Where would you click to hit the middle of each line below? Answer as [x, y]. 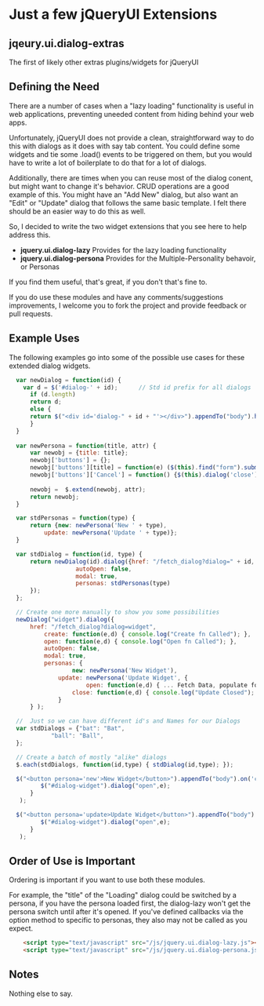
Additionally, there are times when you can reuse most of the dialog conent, [131, 177]
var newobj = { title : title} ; [79, 453]
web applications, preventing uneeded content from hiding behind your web [131, 114]
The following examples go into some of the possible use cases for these [127, 357]
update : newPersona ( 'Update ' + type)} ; [110, 533]
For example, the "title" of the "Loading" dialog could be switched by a [123, 895]
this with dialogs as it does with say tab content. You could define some [125, 146]
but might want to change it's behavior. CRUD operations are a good [119, 186]
